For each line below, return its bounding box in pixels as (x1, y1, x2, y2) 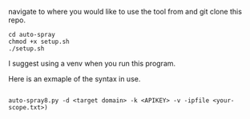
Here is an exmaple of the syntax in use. (8, 74, 141, 83)
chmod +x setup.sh (8, 38, 70, 46)
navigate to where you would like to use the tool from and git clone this (8, 7, 243, 16)
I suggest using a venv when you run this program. (8, 59, 176, 68)
